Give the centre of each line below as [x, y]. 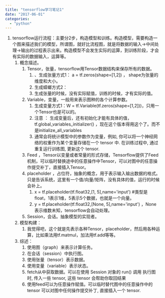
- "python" [21, 23]
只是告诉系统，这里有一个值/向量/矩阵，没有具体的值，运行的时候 [93, 180]
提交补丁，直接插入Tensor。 [60, 167]
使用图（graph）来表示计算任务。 [61, 247]
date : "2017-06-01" [25, 14]
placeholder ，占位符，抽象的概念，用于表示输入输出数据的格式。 [94, 173]
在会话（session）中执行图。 [56, 254]
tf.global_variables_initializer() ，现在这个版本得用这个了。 [93, 124]
